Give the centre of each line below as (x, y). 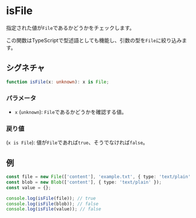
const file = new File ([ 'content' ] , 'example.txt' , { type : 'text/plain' (99, 177)
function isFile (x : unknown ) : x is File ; (58, 82)
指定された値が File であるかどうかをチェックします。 (71, 28)
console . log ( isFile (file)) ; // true (51, 198)
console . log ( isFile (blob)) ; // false (52, 204)
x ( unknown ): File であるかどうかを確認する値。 (71, 112)
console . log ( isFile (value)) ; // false (54, 209)
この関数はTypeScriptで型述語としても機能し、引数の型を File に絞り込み (94, 40)
